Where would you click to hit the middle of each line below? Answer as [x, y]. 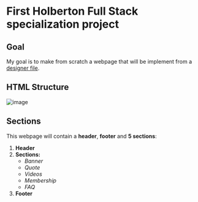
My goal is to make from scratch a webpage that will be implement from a [99, 62]
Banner [34, 161]
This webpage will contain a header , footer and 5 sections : [82, 136]
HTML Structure [38, 87]
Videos [33, 174]
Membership [40, 180]
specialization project [63, 24]
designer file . [23, 68]
